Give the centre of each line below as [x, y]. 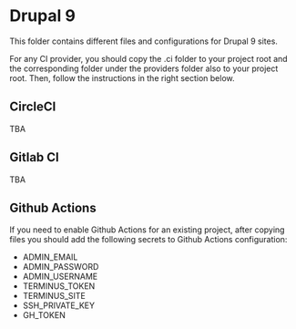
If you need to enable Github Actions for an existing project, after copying [147, 230]
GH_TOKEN [44, 315]
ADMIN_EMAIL [50, 257]
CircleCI [33, 107]
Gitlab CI [34, 157]
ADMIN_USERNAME [60, 277]
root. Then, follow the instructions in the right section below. [122, 77]
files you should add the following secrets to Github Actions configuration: [148, 240]
